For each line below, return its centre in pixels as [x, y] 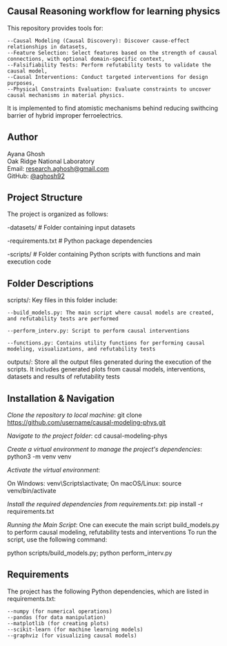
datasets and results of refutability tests [64, 377]
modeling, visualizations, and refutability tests [81, 349]
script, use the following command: [57, 539]
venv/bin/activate [32, 491]
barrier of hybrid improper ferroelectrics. [65, 115]
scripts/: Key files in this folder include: [62, 300]
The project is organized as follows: [58, 214]
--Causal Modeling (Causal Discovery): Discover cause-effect [98, 41]
